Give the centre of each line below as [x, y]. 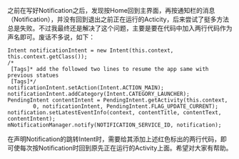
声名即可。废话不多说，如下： [51, 37]
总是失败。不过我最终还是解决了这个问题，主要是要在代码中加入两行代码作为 [120, 28]
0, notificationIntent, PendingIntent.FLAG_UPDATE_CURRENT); [126, 106]
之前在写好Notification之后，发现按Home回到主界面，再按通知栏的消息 [111, 10]
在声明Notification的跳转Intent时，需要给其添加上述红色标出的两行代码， [114, 139]
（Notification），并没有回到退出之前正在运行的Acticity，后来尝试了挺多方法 [118, 19]
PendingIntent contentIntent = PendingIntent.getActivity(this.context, [118, 100]
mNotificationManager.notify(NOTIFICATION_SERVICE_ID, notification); [115, 125]
